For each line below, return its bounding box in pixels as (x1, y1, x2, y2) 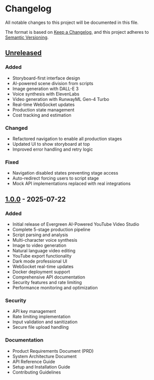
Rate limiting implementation (12, 314, 71, 320)
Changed (5, 124, 28, 131)
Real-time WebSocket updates (12, 101, 75, 107)
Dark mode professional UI (12, 258, 68, 264)
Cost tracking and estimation (12, 112, 72, 118)
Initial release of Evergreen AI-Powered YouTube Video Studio (12, 221, 140, 227)
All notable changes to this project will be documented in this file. (5, 19, 139, 25)
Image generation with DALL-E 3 (12, 86, 79, 92)
